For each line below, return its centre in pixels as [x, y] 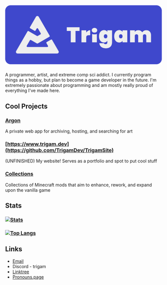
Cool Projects [27, 106]
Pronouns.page [28, 277]
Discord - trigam [29, 266]
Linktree [21, 272]
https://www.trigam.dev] [38, 144]
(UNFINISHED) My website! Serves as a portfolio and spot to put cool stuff [81, 161]
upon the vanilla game [28, 190]
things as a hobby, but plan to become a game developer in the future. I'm [81, 80]
